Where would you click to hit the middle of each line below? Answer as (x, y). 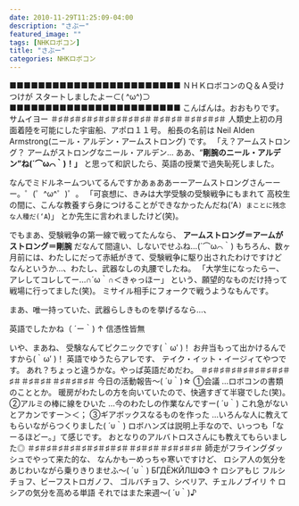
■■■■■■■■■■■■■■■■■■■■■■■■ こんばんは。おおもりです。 (146, 108)
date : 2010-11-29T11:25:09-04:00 (71, 17)
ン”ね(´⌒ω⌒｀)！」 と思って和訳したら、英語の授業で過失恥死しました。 (144, 163)
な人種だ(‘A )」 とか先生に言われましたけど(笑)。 (96, 216)
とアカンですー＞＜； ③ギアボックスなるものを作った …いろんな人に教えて (149, 415)
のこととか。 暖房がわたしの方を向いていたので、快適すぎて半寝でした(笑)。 (149, 392)
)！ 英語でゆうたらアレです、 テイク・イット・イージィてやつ (166, 359)
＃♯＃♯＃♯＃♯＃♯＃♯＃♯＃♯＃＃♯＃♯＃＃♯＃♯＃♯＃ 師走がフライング (147, 448)
